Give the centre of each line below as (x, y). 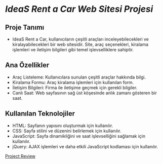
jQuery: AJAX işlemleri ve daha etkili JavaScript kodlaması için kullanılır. (85, 146)
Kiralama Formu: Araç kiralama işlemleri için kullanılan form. (73, 82)
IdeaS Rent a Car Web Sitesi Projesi (79, 9)
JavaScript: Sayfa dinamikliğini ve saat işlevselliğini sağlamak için (79, 136)
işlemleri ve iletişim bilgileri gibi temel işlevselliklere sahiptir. (73, 50)
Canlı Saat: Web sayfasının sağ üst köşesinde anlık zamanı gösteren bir (84, 93)
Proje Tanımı (25, 27)
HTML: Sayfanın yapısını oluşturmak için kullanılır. (63, 125)
